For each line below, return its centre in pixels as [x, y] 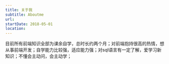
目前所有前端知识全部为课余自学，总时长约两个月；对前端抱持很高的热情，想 [85, 44]
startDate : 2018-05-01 [29, 24]
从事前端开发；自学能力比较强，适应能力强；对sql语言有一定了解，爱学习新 [83, 50]
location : [16, 29]
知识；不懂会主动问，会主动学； [38, 56]
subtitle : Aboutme [24, 15]
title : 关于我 [19, 10]
